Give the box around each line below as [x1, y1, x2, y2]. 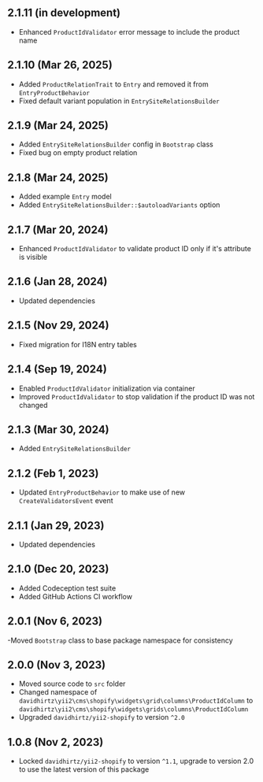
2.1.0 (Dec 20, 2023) [7, 562, 109, 576]
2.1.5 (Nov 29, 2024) [7, 319, 109, 332]
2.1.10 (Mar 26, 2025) [7, 58, 113, 72]
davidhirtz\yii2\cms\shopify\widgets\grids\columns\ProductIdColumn [18, 706, 249, 713]
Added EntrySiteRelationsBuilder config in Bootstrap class [18, 139, 213, 149]
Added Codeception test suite [18, 583, 117, 593]
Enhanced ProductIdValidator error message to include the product [18, 27, 240, 36]
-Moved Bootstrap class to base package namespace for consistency [7, 636, 233, 645]
